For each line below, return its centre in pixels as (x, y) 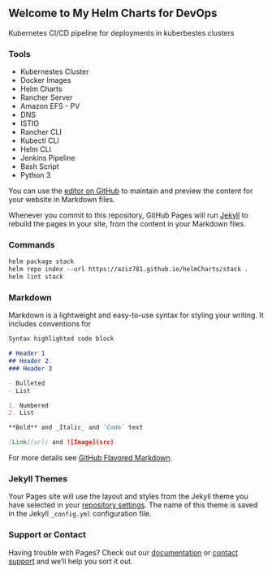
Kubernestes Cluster (54, 71)
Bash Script (39, 166)
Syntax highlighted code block (61, 339)
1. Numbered (28, 405)
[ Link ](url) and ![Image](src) (61, 442)
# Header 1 (27, 354)
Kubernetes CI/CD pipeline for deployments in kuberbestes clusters (121, 32)
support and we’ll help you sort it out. (71, 561)
